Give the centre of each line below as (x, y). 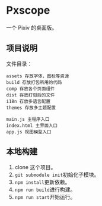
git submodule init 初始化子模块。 (57, 174)
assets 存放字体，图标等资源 (38, 76)
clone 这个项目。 (35, 167)
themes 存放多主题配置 (31, 108)
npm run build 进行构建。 (45, 189)
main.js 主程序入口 (28, 119)
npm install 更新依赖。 (42, 182)
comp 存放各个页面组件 (31, 89)
